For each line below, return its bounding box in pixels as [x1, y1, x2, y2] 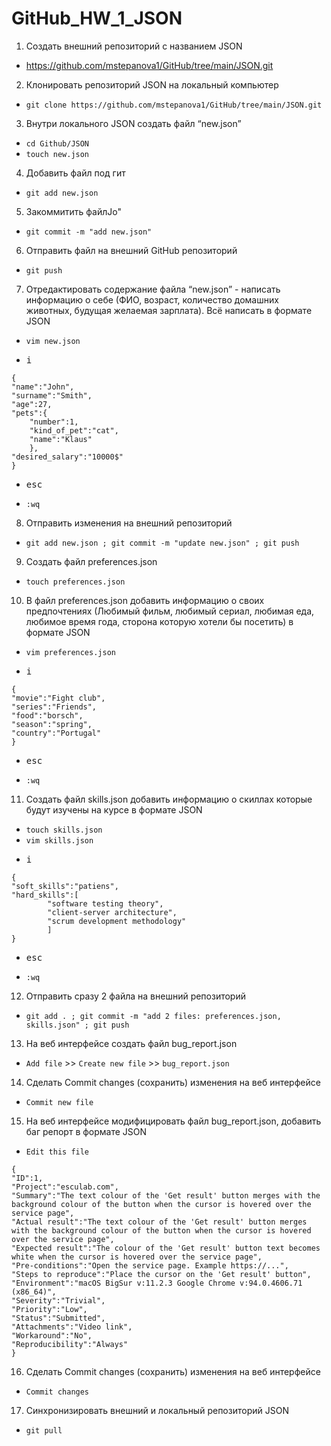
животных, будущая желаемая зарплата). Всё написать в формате [25, 304, 313, 316]
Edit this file [25, 1147, 90, 1157]
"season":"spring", [11, 719, 93, 729]
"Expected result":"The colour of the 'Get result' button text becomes [11, 1243, 321, 1253]
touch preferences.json [25, 577, 126, 587]
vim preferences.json [25, 647, 116, 657]
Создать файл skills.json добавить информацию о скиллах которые [25, 793, 313, 805]
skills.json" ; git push [25, 1020, 130, 1030]
